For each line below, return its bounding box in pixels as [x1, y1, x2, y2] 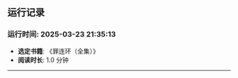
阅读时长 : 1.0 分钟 [17, 56, 69, 64]
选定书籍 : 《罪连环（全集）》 [17, 46, 99, 55]
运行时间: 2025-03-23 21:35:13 [7, 30, 116, 39]
